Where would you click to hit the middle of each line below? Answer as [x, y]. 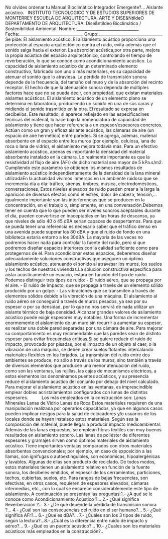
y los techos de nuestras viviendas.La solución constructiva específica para [83, 269]
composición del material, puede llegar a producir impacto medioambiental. [83, 424]
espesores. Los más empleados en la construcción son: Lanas [76, 398]
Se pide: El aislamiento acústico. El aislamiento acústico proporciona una [80, 39]
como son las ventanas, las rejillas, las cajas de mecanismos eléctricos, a [81, 371]
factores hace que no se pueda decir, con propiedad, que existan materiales [84, 93]
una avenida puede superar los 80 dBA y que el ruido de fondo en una [78, 232]
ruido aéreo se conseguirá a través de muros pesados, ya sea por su [76, 301]
